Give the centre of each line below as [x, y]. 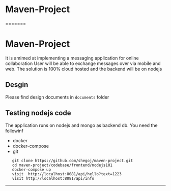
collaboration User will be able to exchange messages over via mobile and [83, 63]
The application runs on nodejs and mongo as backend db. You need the [81, 125]
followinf [15, 131]
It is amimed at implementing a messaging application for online [72, 58]
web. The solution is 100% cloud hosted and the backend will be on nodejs [84, 69]
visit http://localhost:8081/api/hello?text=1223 [67, 174]
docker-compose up [32, 169]
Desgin [17, 85]
